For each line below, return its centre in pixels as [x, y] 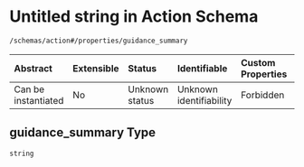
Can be [29, 89]
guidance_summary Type [83, 133]
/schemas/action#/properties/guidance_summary [99, 41]
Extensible [95, 68]
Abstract [33, 68]
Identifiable [202, 68]
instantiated [39, 100]
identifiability [204, 100]
